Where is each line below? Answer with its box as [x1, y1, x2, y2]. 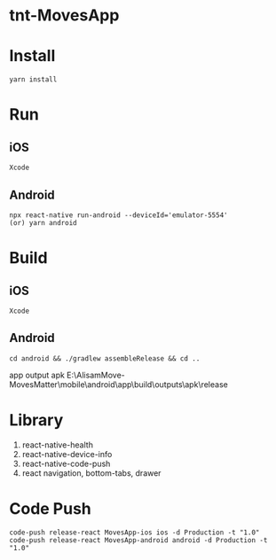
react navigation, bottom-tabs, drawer [21, 467, 162, 478]
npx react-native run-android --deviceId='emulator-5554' [9, 210, 228, 220]
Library [9, 409, 64, 430]
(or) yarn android [9, 218, 77, 227]
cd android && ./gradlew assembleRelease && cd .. [9, 354, 201, 363]
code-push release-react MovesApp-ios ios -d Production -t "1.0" [9, 528, 260, 537]
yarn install [9, 75, 58, 84]
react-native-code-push [21, 458, 111, 469]
